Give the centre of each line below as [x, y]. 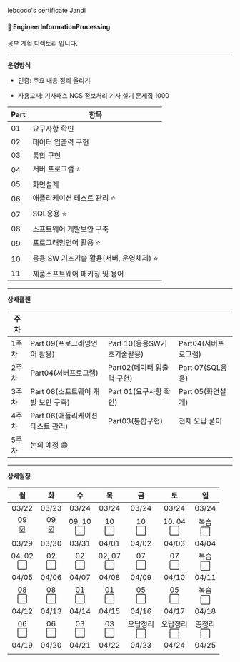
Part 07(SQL [200, 368]
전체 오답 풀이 [200, 421]
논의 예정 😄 [49, 446]
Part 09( [44, 343]
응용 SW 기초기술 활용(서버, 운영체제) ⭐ [95, 259]
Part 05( [192, 392]
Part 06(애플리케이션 [64, 416]
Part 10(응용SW [134, 343]
